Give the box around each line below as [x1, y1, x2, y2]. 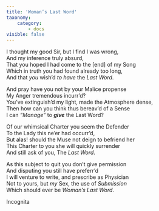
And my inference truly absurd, [6, 55, 84, 62]
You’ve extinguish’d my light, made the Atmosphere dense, [6, 98, 154, 106]
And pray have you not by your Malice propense [6, 85, 127, 93]
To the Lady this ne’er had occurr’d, [6, 130, 95, 137]
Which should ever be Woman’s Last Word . [6, 186, 114, 194]
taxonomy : [6, 15, 32, 21]
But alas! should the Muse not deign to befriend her [6, 136, 135, 143]
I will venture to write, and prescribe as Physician [6, 173, 129, 181]
